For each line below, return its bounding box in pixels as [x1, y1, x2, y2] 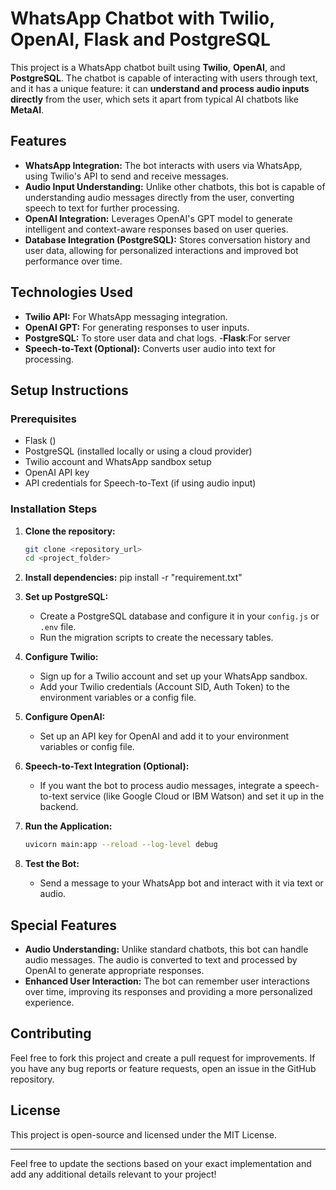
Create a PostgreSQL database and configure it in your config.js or [39, 610, 320, 622]
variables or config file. [39, 741, 135, 753]
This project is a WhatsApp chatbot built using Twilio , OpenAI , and [10, 61, 286, 73]
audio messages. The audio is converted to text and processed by [24, 953, 298, 966]
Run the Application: [24, 820, 113, 832]
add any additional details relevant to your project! [10, 1168, 217, 1180]
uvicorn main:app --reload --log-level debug [24, 840, 218, 850]
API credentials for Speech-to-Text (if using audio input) [24, 477, 257, 489]
